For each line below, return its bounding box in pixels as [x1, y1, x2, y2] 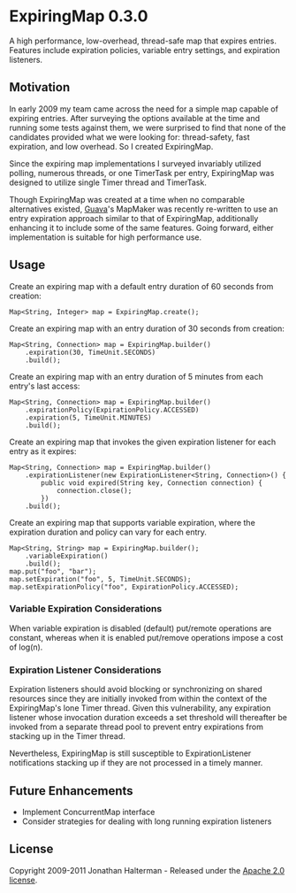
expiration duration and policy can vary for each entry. [9, 527, 208, 537]
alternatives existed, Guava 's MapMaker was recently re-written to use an [9, 204, 278, 214]
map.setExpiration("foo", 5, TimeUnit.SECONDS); [9, 574, 192, 583]
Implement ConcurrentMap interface [21, 806, 156, 817]
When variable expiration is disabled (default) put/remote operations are [9, 622, 272, 634]
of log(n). [9, 642, 43, 652]
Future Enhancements [9, 783, 134, 798]
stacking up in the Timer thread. [9, 731, 125, 742]
